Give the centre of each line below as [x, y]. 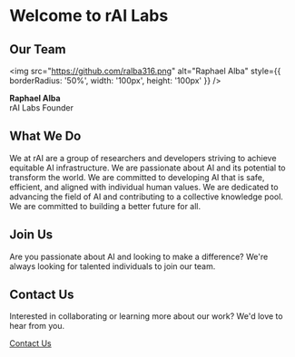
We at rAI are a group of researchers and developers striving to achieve [143, 158]
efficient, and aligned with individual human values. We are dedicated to [144, 187]
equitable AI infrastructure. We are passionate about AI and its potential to [147, 168]
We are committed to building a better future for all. [105, 206]
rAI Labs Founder [42, 108]
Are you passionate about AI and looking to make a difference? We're [139, 256]
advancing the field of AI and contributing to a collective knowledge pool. [147, 197]
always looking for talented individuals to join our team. [113, 266]
